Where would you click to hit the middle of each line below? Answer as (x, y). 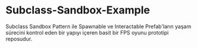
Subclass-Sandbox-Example (78, 10)
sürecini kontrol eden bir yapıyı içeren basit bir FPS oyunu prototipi (87, 32)
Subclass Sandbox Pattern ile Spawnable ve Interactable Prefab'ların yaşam (98, 26)
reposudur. (19, 39)
